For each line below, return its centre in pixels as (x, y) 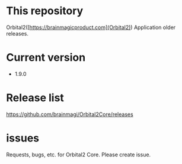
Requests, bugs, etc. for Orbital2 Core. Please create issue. (79, 155)
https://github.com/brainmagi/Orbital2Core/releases (70, 114)
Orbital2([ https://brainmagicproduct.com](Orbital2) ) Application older (91, 27)
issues (23, 138)
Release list (35, 98)
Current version (46, 58)
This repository (45, 11)
